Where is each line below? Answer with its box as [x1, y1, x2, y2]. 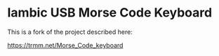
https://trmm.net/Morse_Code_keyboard [7, 41, 124, 49]
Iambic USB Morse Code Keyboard [7, 5, 213, 21]
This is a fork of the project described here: [7, 28, 133, 36]
